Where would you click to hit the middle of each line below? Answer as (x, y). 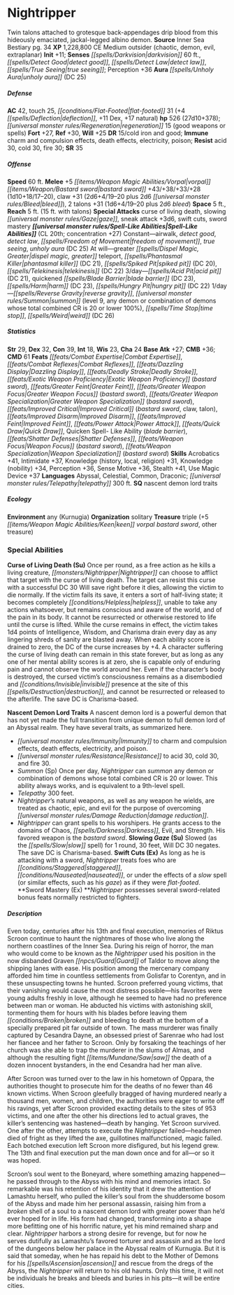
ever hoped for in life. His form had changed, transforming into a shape (109, 1219)
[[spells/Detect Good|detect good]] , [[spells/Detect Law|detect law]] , (107, 62)
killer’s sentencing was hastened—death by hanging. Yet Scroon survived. (114, 1123)
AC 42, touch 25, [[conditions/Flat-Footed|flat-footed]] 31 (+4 (96, 111)
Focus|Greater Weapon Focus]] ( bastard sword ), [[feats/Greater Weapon (113, 394)
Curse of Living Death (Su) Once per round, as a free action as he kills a (111, 565)
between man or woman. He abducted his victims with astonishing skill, (110, 1006)
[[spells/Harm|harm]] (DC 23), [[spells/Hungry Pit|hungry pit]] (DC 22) (109, 286)
